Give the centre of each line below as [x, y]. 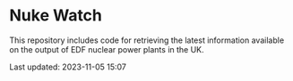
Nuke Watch [56, 16]
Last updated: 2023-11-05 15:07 [68, 67]
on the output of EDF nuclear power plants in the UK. [107, 49]
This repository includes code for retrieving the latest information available [147, 40]
